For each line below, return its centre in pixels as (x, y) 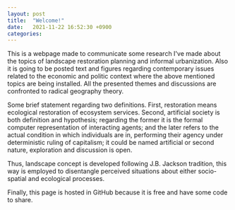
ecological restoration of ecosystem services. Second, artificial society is (114, 112)
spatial (17, 179)
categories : (25, 34)
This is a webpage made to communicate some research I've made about (114, 54)
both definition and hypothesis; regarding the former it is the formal (105, 120)
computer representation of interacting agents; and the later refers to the (113, 127)
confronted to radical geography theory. (66, 91)
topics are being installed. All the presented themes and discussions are (112, 84)
